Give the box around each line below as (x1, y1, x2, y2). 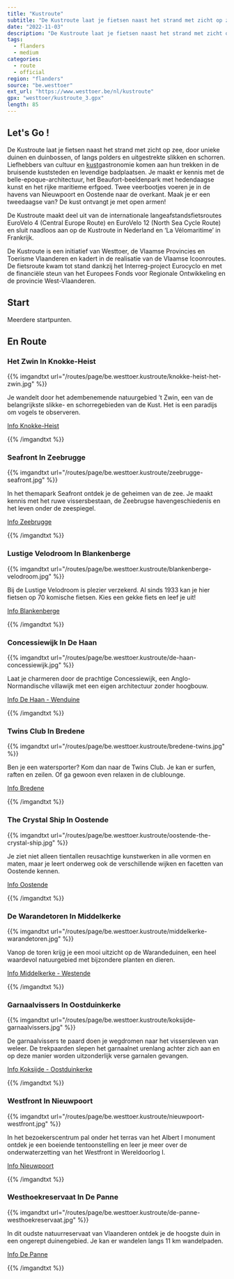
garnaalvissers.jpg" (7, 1023, 63, 1032)
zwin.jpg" (7, 380, 35, 388)
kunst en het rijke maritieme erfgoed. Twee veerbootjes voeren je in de (7, 182, 211, 191)
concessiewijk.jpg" (7, 661, 61, 669)
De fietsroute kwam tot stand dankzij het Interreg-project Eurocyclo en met (7, 261, 223, 270)
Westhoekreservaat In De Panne (7, 1192, 118, 1202)
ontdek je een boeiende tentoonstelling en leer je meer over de (7, 1140, 187, 1149)
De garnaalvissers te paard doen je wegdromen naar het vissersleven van (7, 1037, 219, 1045)
